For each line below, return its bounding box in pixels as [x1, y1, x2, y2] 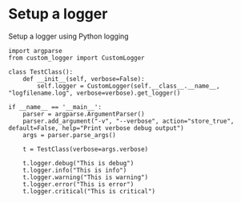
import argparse [8, 47, 62, 55]
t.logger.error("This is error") [22, 180, 135, 189]
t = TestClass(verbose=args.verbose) [22, 145, 149, 153]
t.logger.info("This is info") [22, 166, 127, 174]
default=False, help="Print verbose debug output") [8, 124, 184, 132]
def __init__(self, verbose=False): [22, 75, 146, 83]
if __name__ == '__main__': [8, 103, 102, 111]
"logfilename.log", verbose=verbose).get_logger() [8, 89, 181, 97]
